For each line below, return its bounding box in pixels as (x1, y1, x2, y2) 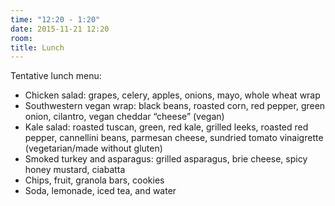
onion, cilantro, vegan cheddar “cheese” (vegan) (24, 111, 225, 123)
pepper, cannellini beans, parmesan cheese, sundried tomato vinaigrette (24, 132, 324, 144)
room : (10, 33, 33, 43)
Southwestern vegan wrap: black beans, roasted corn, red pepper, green (24, 100, 326, 112)
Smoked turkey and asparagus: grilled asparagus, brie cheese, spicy (24, 153, 308, 165)
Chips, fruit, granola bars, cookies (24, 174, 165, 186)
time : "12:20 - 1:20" (10, 14, 101, 25)
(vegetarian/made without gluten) (24, 142, 163, 155)
